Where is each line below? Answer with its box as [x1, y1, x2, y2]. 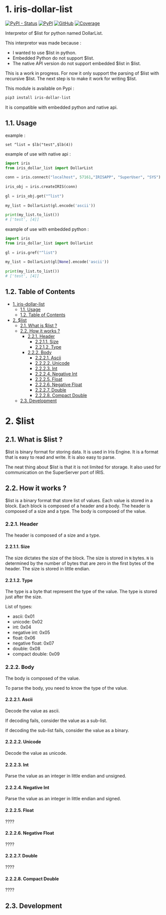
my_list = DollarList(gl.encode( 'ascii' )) [5, 203, 96, 208]
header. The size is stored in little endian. [5, 566, 91, 571]
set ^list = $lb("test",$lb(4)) [5, 142, 73, 147]
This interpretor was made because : [5, 39, 81, 46]
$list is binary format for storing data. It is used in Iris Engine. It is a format [5, 449, 158, 455]
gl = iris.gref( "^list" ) [5, 250, 57, 255]
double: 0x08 [12, 646, 41, 652]
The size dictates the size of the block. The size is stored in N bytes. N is [5, 555, 154, 561]
